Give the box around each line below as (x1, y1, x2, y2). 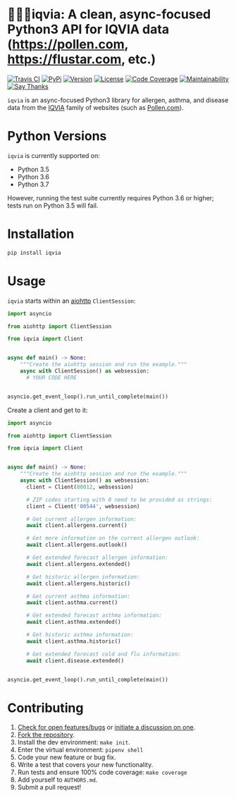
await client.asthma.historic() (25, 638, 121, 645)
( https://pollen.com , (7, 37, 129, 52)
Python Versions (7, 128, 107, 144)
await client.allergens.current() (25, 522, 128, 529)
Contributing (7, 700, 84, 715)
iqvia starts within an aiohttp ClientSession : (7, 296, 136, 305)
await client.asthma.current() (25, 599, 118, 606)
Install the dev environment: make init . (17, 738, 130, 746)
